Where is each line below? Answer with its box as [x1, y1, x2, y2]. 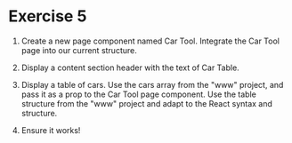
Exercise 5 [8, 6, 87, 27]
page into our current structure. [20, 44, 137, 55]
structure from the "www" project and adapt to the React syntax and [20, 98, 273, 108]
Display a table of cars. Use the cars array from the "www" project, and [20, 79, 284, 90]
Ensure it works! [20, 124, 81, 135]
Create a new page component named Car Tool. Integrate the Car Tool [20, 36, 280, 46]
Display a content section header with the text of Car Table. [20, 62, 239, 73]
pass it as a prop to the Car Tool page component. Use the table [20, 89, 257, 99]
